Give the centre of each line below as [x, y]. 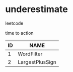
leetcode [14, 23]
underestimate [36, 9]
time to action [19, 33]
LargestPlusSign [37, 62]
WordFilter [30, 54]
